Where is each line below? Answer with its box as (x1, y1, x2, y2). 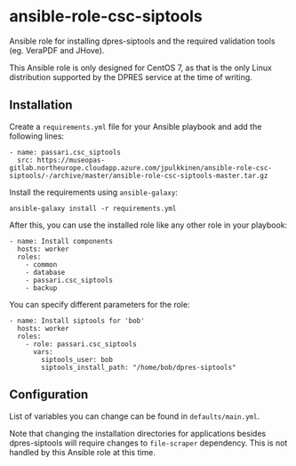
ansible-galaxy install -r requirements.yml (9, 204, 177, 213)
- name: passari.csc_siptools (9, 148, 122, 157)
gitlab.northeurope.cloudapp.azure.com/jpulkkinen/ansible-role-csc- (9, 163, 273, 173)
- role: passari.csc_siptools (25, 340, 138, 349)
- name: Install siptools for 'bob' (9, 316, 145, 325)
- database (25, 268, 66, 277)
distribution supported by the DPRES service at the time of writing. (9, 71, 253, 82)
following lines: (9, 131, 65, 141)
